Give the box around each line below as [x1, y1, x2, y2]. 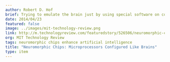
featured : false [5, 21, 39, 26]
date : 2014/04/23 [5, 16, 42, 21]
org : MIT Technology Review [5, 35, 65, 40]
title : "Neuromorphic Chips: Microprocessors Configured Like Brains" [5, 44, 157, 49]
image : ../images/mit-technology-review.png [5, 26, 101, 31]
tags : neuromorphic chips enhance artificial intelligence [5, 40, 133, 45]
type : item [5, 49, 28, 54]
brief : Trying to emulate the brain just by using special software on [5, 12, 159, 17]
